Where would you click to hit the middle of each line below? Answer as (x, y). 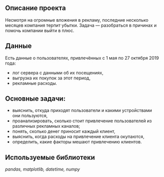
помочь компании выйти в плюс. (40, 30)
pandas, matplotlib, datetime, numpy (43, 169)
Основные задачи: (35, 99)
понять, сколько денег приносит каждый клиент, (64, 131)
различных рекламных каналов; (46, 126)
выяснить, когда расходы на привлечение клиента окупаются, (78, 137)
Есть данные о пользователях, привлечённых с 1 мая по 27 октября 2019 (82, 58)
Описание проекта (35, 8)
